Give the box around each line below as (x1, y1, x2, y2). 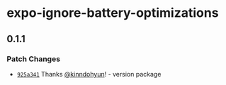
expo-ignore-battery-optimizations (6, 5, 219, 21)
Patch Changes (6, 54, 61, 64)
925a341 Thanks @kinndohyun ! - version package (16, 70, 162, 78)
